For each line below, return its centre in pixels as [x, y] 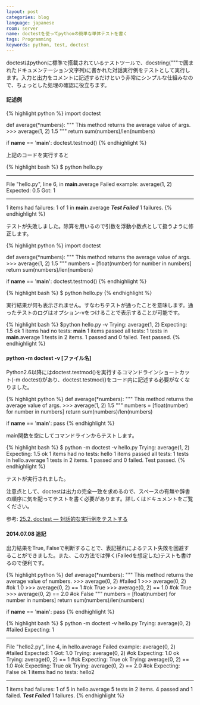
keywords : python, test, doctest [48, 45]
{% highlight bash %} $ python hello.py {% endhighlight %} [79, 293]
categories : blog [28, 17]
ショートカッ [174, 372]
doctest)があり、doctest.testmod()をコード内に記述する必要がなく [103, 380]
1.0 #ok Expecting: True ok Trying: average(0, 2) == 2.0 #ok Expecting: [93, 666]
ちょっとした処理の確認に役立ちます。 [63, 85]
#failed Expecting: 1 [30, 630]
